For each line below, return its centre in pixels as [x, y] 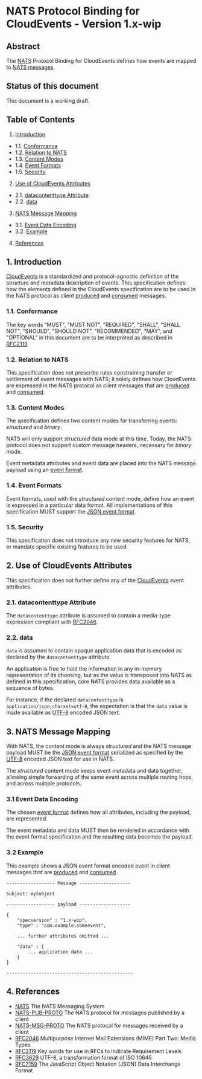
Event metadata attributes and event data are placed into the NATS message [101, 463]
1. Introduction [34, 262]
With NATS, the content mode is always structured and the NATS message [99, 746]
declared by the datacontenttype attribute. [59, 657]
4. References [33, 992]
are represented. [27, 819]
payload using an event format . [45, 470]
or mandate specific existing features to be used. [67, 546]
